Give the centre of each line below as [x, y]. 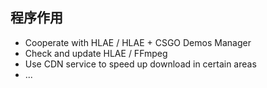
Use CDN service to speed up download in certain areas [140, 64]
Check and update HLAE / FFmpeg [96, 53]
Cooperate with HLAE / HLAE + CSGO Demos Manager [138, 42]
